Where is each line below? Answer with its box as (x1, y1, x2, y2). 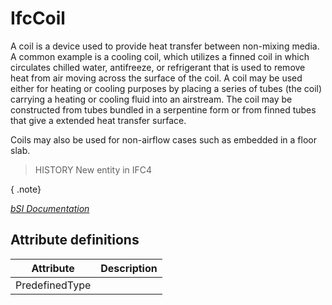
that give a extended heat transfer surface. (10, 114, 187, 126)
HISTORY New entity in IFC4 (34, 163, 153, 176)
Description (100, 261, 158, 275)
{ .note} (10, 183, 42, 195)
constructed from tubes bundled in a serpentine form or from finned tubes (10, 103, 317, 116)
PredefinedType (15, 278, 92, 292)
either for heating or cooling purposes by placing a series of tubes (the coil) (10, 82, 323, 94)
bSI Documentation (10, 202, 90, 214)
